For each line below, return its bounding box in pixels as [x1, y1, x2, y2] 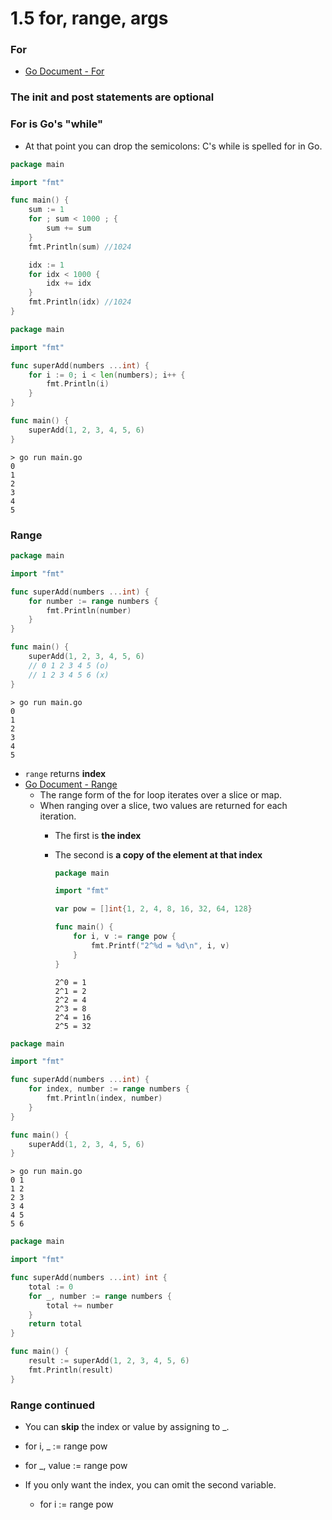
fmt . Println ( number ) [46, 605, 132, 616]
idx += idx [46, 278, 92, 289]
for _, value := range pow [24, 1459, 128, 1471]
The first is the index [54, 829, 142, 841]
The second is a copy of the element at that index [54, 848, 263, 861]
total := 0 [28, 1282, 74, 1292]
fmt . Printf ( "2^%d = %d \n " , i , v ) [90, 940, 230, 951]
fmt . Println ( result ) [28, 1365, 114, 1375]
